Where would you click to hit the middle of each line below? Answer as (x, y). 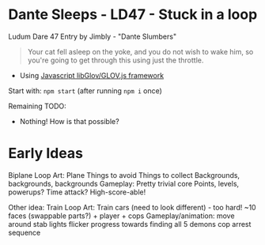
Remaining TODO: (38, 106)
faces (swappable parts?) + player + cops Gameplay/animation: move (121, 216)
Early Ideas (45, 154)
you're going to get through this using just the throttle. (115, 60)
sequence (25, 232)
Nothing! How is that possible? (70, 121)
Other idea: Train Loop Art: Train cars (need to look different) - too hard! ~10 (132, 207)
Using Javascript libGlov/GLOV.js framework (92, 75)
